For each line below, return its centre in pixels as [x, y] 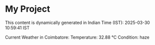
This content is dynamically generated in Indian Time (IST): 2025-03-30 [77, 22]
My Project [28, 9]
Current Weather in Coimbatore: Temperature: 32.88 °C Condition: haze [77, 37]
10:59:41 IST [17, 27]
